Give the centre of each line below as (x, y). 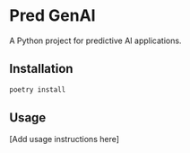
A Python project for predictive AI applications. (95, 40)
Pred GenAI (52, 16)
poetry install (38, 90)
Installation (41, 69)
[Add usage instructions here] (64, 139)
